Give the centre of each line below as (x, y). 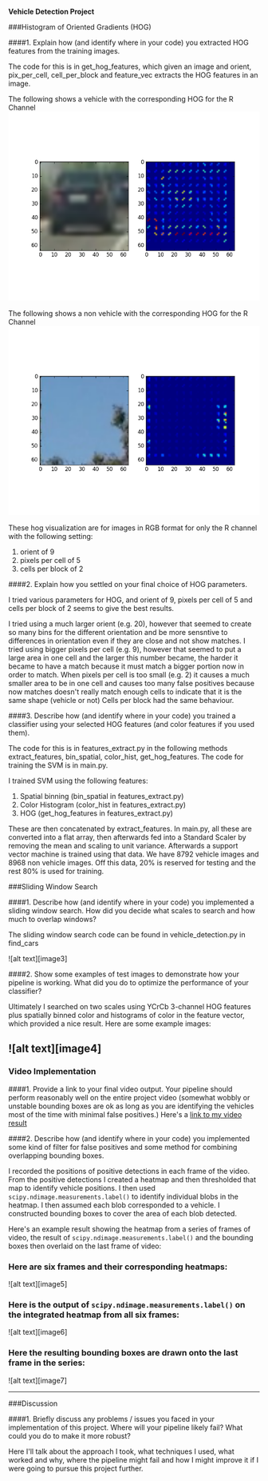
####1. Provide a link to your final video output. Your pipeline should (120, 1089)
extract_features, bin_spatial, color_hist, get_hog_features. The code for (126, 756)
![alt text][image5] (38, 1283)
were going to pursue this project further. (76, 1468)
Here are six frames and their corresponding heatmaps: (118, 1267)
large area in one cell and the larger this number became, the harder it (123, 658)
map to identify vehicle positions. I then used (82, 1188)
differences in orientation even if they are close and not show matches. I (127, 641)
